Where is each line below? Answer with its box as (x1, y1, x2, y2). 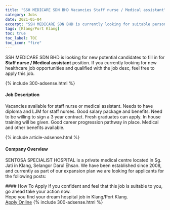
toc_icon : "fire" (5, 40, 42, 46)
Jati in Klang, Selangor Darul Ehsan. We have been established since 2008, (5, 162, 162, 169)
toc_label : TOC (5, 36, 37, 41)
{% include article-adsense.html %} (5, 134, 80, 140)
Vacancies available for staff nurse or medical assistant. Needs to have (5, 103, 153, 109)
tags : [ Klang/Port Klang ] (5, 26, 60, 31)
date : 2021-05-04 (5, 17, 42, 22)
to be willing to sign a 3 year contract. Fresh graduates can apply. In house (5, 113, 161, 119)
